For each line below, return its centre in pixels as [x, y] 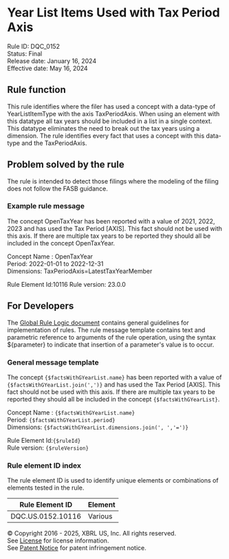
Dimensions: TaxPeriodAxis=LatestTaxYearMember [80, 271]
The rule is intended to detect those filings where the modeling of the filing [113, 181]
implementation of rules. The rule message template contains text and [106, 330]
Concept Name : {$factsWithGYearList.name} [71, 412]
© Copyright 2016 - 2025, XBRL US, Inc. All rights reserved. [92, 534]
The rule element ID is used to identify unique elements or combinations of [113, 481]
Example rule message [46, 206]
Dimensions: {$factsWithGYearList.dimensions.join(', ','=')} [98, 427]
